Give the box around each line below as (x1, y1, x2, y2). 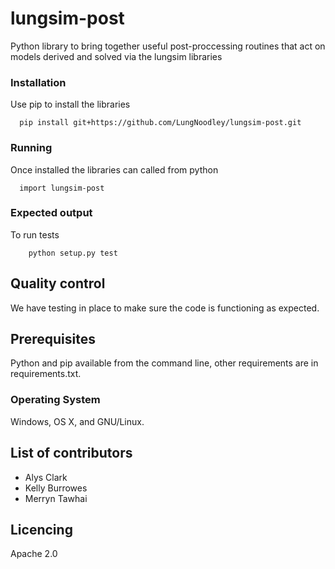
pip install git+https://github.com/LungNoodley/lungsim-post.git (19, 118, 302, 128)
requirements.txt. (10, 368, 82, 380)
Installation (10, 75, 67, 89)
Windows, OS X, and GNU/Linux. (10, 415, 145, 427)
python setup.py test (28, 248, 118, 258)
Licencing (10, 521, 73, 538)
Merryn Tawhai (24, 492, 88, 504)
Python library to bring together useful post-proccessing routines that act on (10, 40, 326, 52)
